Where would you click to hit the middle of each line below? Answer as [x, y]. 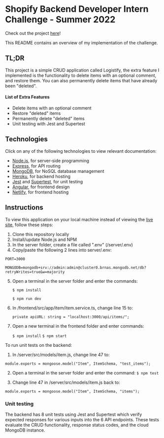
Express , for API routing [36, 166]
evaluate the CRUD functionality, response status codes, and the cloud [77, 425]
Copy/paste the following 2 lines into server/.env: [62, 250]
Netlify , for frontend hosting [40, 192]
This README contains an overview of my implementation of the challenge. [82, 42]
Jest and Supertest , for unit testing [48, 181]
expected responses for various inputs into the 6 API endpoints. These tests [82, 419]
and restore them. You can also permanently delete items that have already [81, 80]
